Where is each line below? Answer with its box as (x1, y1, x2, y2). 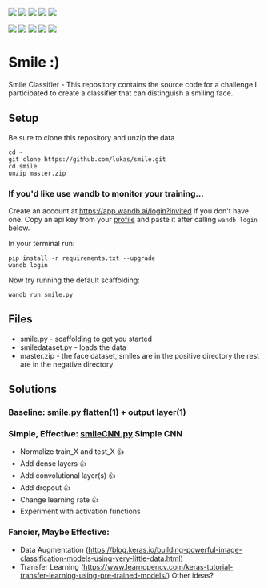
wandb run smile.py (8, 291, 74, 299)
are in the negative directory (19, 359, 114, 369)
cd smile (8, 162, 38, 170)
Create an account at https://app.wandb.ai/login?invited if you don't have (8, 206, 250, 216)
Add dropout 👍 (19, 483, 71, 493)
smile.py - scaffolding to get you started (19, 334, 153, 343)
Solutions (8, 383, 58, 396)
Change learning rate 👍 (19, 495, 99, 505)
